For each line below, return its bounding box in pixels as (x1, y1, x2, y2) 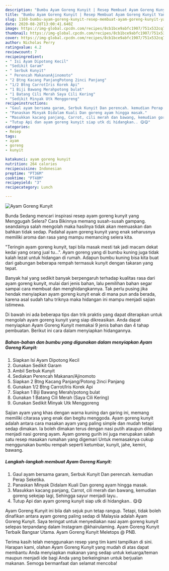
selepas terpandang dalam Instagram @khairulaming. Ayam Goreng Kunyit (5, 524, 159, 530)
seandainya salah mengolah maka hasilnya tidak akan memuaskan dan (5, 223, 152, 229)
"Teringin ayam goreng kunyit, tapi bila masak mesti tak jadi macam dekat (5, 244, 158, 250)
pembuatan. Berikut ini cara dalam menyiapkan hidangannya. (5, 328, 132, 334)
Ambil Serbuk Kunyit (12, 368, 55, 374)
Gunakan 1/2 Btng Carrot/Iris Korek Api (12, 383, 93, 390)
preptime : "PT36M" (5, 171, 44, 176)
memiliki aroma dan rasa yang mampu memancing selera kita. (5, 234, 133, 240)
